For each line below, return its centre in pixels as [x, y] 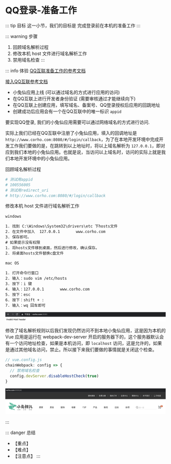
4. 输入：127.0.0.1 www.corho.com [48, 289]
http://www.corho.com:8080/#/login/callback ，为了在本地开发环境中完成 [82, 139]
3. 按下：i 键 [19, 284]
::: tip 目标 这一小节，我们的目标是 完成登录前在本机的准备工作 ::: [73, 25]
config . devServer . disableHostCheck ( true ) [54, 376]
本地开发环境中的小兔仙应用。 [41, 158]
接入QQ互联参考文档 [27, 81]
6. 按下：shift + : [25, 300]
